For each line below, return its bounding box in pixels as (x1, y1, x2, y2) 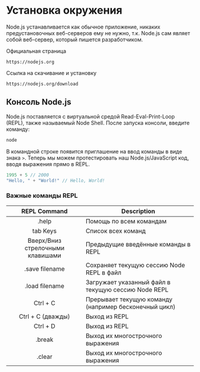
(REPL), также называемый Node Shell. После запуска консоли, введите (6, 119, 190, 126)
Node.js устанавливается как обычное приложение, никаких (6, 23, 161, 30)
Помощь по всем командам (85, 217, 167, 225)
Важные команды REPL (6, 192, 78, 200)
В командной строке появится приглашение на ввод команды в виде (6, 148, 183, 155)
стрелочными (24, 243, 65, 252)
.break (35, 335, 54, 343)
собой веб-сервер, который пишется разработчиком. (6, 36, 143, 43)
